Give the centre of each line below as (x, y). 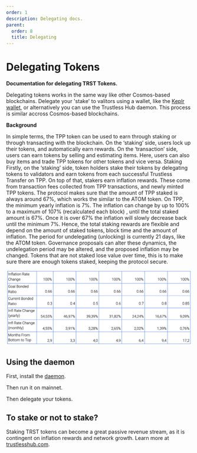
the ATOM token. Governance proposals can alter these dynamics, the (91, 243)
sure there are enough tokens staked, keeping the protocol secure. (87, 262)
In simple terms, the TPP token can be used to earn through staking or (91, 137)
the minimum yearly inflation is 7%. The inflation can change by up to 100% (98, 206)
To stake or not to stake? (52, 417)
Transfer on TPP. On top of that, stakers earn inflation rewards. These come (98, 180)
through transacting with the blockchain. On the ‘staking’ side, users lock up (98, 143)
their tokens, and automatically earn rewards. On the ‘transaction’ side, (92, 149)
